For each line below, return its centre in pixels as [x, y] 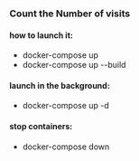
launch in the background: [60, 85]
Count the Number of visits [70, 14]
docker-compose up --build [74, 65]
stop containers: [41, 126]
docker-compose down [66, 147]
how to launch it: [42, 35]
